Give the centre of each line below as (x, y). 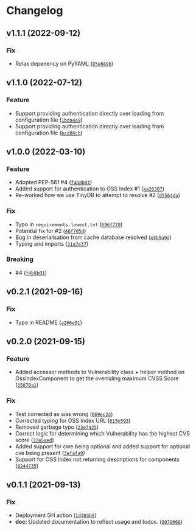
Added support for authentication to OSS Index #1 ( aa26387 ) (90, 189)
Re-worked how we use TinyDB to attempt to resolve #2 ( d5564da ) (98, 195)
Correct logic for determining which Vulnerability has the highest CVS (103, 433)
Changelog (35, 11)
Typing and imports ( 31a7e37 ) (52, 243)
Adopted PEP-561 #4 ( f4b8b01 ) (54, 182)
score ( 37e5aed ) (35, 440)
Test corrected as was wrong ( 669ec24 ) (64, 414)
